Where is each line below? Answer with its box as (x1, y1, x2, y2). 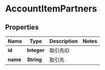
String (26, 56, 42, 63)
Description (49, 38, 78, 44)
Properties (5, 23, 39, 31)
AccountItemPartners (5, 3, 97, 14)
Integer (26, 47, 45, 53)
